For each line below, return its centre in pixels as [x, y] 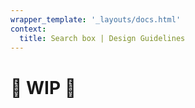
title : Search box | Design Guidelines [102, 38]
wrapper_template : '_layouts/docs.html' [96, 19]
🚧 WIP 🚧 [43, 87]
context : [28, 29]
